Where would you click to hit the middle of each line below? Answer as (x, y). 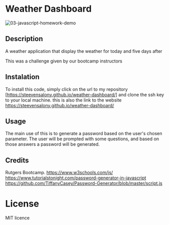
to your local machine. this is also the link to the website (64, 100)
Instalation (22, 77)
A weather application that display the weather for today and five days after (84, 51)
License (22, 204)
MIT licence (17, 218)
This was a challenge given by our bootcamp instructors (64, 61)
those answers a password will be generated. (53, 144)
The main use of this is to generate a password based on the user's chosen (84, 134)
